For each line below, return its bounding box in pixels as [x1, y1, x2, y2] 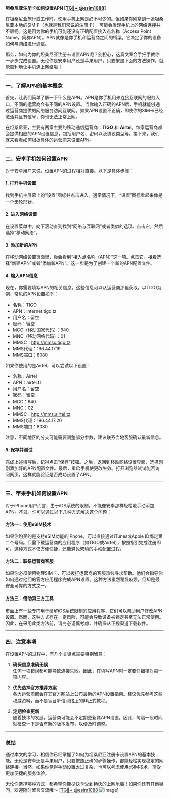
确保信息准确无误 [12, 661, 48, 667]
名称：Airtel [12, 373, 37, 379]
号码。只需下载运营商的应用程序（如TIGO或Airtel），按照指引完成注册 [14, 540, 157, 546]
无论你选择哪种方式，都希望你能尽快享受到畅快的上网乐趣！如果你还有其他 [5, 781, 159, 787]
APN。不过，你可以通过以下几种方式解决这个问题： [5, 509, 112, 515]
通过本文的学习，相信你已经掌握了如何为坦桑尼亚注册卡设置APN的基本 [5, 751, 151, 758]
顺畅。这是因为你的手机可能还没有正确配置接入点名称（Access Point [9, 28, 152, 34]
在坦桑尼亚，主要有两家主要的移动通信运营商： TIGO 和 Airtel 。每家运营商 [5, 124, 158, 130]
